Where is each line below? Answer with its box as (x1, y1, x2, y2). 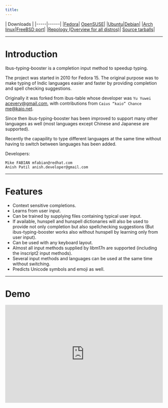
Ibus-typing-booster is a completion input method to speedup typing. (5, 65, 148, 71)
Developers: (5, 150, 30, 156)
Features (5, 186, 43, 197)
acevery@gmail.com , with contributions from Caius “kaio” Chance (5, 100, 141, 106)
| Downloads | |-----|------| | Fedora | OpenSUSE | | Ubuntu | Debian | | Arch (5, 21, 153, 27)
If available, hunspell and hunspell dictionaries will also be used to (12, 218, 148, 224)
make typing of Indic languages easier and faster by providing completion (5, 80, 157, 86)
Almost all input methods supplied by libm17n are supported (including (12, 245, 157, 251)
